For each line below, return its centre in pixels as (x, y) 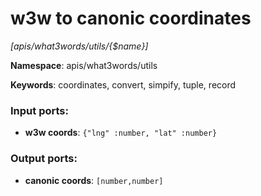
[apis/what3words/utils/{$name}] (79, 46)
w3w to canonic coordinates (131, 18)
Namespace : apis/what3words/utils (84, 65)
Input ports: (39, 110)
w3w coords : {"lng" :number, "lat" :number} (121, 133)
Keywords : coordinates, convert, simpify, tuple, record (123, 84)
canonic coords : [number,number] (94, 180)
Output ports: (44, 159)
